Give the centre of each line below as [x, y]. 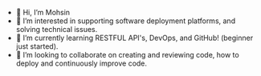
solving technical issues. [57, 29]
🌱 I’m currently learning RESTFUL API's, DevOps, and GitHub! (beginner [135, 38]
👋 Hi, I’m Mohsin [43, 12]
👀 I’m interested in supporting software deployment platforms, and [125, 21]
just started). [37, 46]
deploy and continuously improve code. [81, 63]
